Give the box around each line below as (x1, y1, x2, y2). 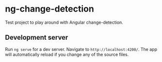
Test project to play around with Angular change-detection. (5, 19, 124, 25)
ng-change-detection (5, 3, 95, 15)
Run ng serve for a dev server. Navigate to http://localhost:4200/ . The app (5, 46, 158, 52)
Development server (5, 33, 68, 42)
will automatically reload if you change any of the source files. (5, 51, 129, 57)
